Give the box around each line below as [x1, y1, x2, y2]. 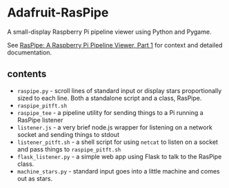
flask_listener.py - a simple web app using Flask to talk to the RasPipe [17, 152, 222, 160]
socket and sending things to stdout [17, 130, 119, 138]
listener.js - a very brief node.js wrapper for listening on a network [17, 123, 212, 132]
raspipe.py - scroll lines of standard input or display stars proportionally [17, 86, 222, 94]
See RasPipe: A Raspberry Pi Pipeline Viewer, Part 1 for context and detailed [7, 41, 223, 49]
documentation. [7, 48, 52, 56]
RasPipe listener [17, 116, 63, 124]
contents [7, 68, 47, 80]
